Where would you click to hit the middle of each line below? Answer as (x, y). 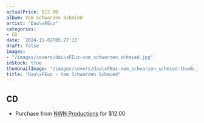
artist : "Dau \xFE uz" (32, 23)
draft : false (23, 46)
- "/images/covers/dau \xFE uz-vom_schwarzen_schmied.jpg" (80, 57)
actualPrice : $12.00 (32, 12)
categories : (21, 29)
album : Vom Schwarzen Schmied (45, 18)
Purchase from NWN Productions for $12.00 (70, 114)
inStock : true (24, 63)
